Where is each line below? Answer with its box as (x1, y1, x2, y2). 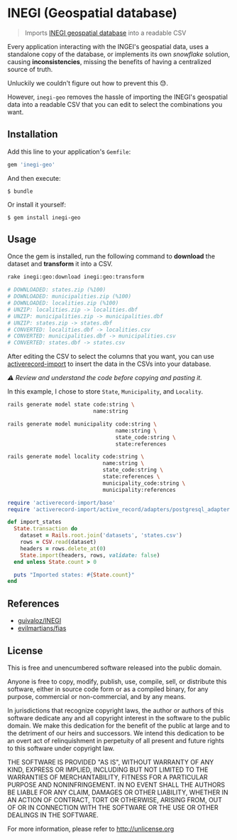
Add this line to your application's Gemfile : (7, 147, 131, 156)
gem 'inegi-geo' (7, 161, 55, 168)
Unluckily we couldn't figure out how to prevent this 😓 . (7, 78, 169, 87)
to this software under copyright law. (7, 744, 115, 752)
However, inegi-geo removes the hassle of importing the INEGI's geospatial (7, 93, 228, 101)
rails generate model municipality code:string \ (7, 420, 158, 428)
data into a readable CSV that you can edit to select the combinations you (7, 100, 223, 108)
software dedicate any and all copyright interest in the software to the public (7, 713, 231, 722)
